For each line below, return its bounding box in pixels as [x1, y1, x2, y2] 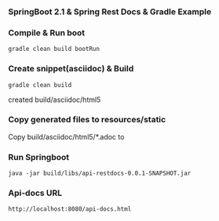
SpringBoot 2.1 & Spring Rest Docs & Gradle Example [8, 6, 212, 17]
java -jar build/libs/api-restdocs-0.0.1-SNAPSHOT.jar [8, 169, 192, 178]
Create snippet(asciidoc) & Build [8, 63, 134, 74]
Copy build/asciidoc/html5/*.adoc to [8, 132, 125, 141]
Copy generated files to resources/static [8, 114, 166, 125]
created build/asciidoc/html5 [8, 95, 101, 104]
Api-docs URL [8, 187, 63, 198]
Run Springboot [8, 151, 70, 162]
